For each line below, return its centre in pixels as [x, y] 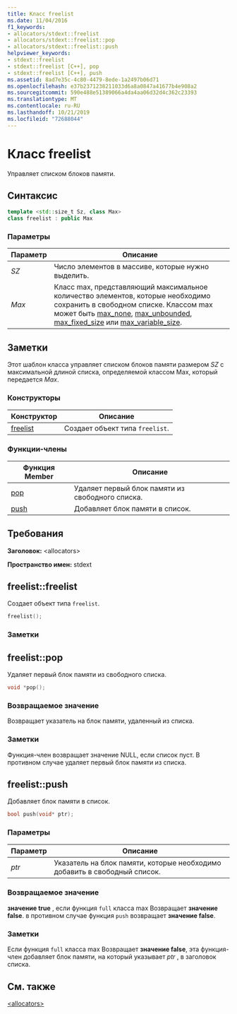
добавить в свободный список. [107, 871]
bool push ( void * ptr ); [41, 814]
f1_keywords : [26, 27]
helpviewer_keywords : [39, 54]
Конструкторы [34, 398]
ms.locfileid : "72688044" [45, 119]
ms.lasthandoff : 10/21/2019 [49, 112]
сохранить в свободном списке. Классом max [133, 305]
